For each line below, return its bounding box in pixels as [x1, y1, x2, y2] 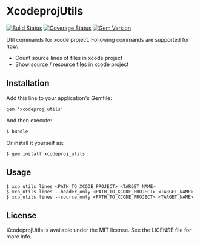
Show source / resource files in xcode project [15, 61, 129, 68]
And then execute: [6, 116, 52, 124]
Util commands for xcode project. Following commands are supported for [6, 36, 190, 43]
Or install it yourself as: [6, 139, 64, 146]
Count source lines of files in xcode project [15, 54, 123, 61]
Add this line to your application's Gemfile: [6, 94, 112, 101]
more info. [6, 233, 32, 240]
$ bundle [6, 129, 28, 135]
